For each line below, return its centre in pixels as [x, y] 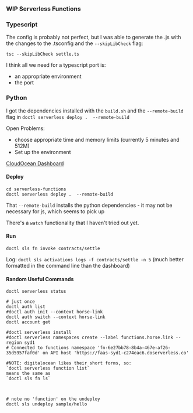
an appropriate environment [48, 76]
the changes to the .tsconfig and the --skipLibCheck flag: [75, 43]
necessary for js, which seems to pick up [55, 211]
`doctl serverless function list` [48, 368]
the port [24, 83]
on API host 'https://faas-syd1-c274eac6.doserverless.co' [116, 353]
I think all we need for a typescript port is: [56, 65]
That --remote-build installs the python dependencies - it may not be [89, 205]
